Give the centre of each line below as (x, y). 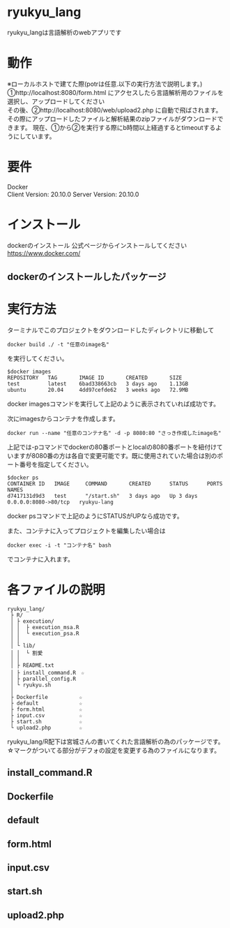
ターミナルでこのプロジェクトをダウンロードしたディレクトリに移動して (111, 330)
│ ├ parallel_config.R (43, 679)
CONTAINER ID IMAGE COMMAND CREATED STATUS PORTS (115, 484)
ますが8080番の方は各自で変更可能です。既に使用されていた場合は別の (115, 456)
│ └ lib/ (23, 646)
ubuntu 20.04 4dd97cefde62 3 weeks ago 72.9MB (98, 390)
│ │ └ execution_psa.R (45, 634)
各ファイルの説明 (56, 590)
